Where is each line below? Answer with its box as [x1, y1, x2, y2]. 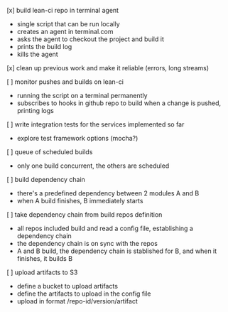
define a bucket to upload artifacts [16, 282, 119, 290]
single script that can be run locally [16, 20, 120, 28]
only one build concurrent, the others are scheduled [16, 161, 170, 170]
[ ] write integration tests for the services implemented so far [6, 120, 185, 129]
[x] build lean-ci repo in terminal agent [6, 6, 119, 14]
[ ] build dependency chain [6, 176, 86, 183]
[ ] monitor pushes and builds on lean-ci [6, 77, 124, 86]
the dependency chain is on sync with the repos [16, 240, 158, 247]
